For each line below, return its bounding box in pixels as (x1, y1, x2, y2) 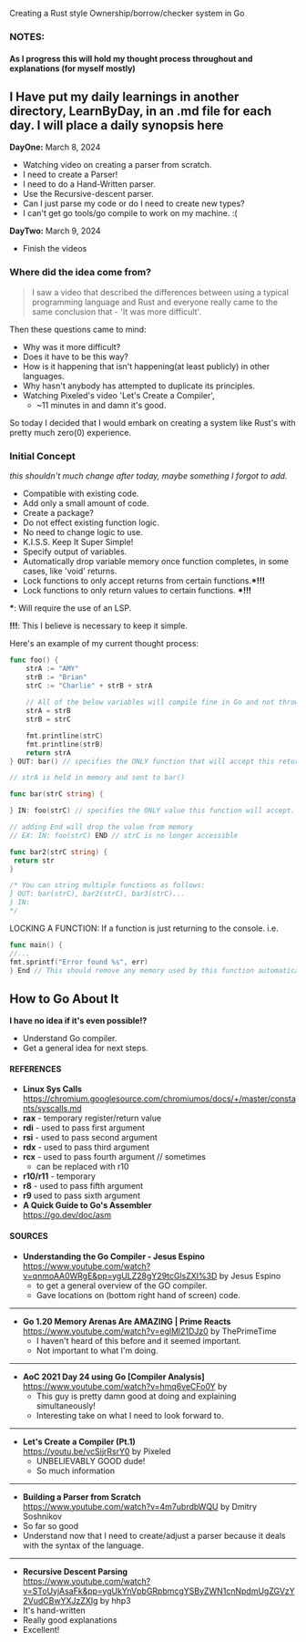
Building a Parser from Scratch (22, 1491, 141, 1503)
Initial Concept (9, 449, 76, 462)
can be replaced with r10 (36, 1162, 129, 1172)
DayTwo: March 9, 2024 (9, 225, 102, 236)
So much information (36, 1465, 116, 1476)
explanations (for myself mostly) (9, 63, 137, 74)
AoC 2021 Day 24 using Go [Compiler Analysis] (22, 1371, 205, 1382)
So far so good (22, 1520, 79, 1531)
